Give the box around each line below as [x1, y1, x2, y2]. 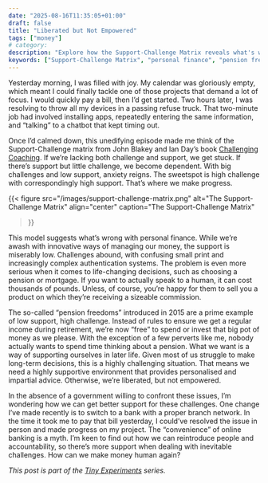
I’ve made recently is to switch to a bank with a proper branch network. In [8, 407, 250, 417]
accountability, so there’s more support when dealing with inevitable [8, 442, 233, 451]
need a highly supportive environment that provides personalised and [8, 367, 237, 376]
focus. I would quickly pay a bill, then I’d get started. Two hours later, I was [8, 95, 254, 104]
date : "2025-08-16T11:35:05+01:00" [8, 11, 127, 20]
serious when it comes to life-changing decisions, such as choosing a [8, 266, 238, 276]
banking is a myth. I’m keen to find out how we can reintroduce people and [8, 433, 254, 442]
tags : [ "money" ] [8, 33, 62, 42]
